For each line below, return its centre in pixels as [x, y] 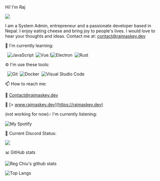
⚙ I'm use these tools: [27, 65]
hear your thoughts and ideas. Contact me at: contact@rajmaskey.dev [75, 36]
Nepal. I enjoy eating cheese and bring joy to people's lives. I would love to [80, 31]
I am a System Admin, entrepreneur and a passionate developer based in [78, 26]
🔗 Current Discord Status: [31, 133]
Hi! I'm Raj [15, 7]
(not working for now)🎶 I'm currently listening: [51, 114]
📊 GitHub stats [20, 152]
